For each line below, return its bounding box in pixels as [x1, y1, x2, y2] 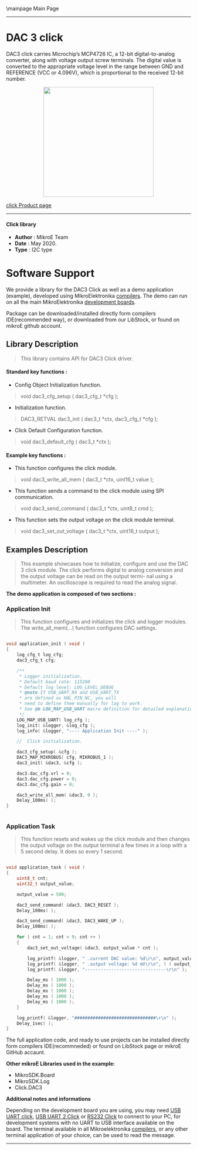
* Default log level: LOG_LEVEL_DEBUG [19, 684, 114, 690]
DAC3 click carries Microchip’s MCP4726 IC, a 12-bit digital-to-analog [6, 50, 175, 57]
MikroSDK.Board [14, 1071, 55, 1078]
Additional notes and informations [6, 1095, 91, 1102]
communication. [14, 494, 54, 501]
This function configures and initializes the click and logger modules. [20, 618, 187, 625]
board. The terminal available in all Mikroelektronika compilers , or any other [6, 1125, 188, 1132]
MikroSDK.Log [14, 1078, 50, 1085]
